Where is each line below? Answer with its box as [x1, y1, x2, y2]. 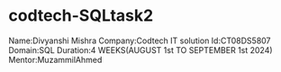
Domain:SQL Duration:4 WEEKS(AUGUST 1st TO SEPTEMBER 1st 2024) [8, 44, 273, 55]
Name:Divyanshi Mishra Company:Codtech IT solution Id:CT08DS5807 [8, 35, 271, 46]
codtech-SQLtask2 [8, 5, 154, 26]
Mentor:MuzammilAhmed [8, 54, 103, 65]
